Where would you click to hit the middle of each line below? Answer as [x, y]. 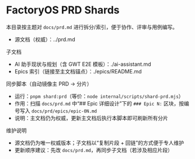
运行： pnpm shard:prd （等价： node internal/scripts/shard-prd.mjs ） [99, 96]
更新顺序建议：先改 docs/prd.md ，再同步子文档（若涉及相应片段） [94, 150]
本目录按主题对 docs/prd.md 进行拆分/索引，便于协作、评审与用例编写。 [92, 27]
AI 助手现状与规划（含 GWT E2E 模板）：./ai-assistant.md [83, 64]
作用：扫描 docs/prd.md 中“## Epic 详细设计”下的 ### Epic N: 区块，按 [99, 103]
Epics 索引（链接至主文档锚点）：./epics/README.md [78, 71]
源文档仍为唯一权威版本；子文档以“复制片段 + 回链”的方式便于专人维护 [99, 143]
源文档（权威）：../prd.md [45, 39]
